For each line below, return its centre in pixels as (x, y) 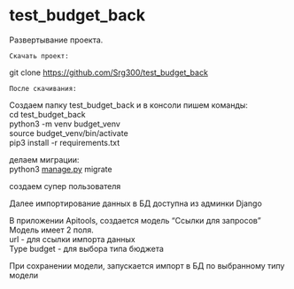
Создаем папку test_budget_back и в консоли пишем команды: (128, 105)
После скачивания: (43, 88)
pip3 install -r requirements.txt (65, 142)
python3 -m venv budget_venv (65, 124)
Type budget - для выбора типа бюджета (86, 248)
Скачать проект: (39, 56)
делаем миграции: (44, 159)
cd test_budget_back (47, 114)
